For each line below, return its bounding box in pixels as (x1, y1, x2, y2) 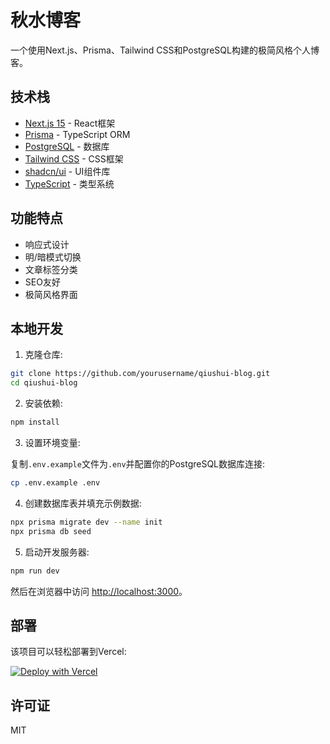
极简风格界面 (24, 288, 78, 300)
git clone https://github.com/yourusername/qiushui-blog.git (10, 369, 271, 379)
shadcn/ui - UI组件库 (24, 165, 111, 177)
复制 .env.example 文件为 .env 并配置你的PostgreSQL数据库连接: (10, 458, 266, 470)
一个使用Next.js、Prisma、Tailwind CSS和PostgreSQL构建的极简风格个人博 (10, 44, 320, 56)
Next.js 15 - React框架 (24, 117, 116, 129)
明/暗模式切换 (24, 251, 82, 263)
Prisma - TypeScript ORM (24, 128, 131, 140)
